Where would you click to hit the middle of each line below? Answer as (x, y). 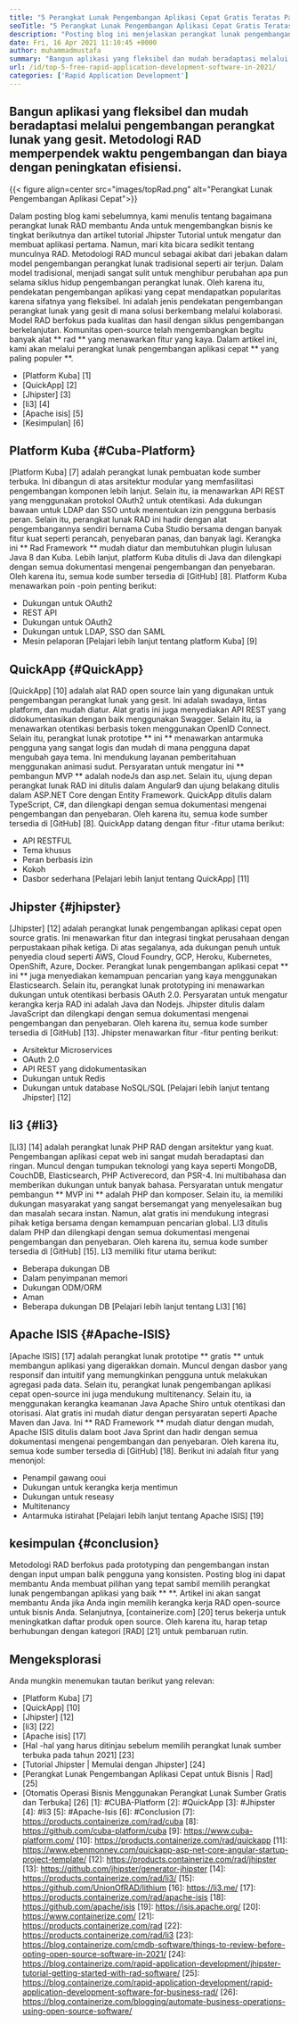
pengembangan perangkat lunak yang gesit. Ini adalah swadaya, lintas (138, 701)
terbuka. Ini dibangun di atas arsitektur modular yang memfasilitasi (131, 482)
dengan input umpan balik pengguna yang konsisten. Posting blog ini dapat (147, 1574)
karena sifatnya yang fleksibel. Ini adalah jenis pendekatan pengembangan (146, 301)
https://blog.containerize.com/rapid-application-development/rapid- (147, 1983)
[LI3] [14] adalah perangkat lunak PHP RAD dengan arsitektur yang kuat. (141, 1147)
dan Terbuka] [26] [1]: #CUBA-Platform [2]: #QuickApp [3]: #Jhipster (149, 1803)
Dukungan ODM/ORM (62, 1287)
